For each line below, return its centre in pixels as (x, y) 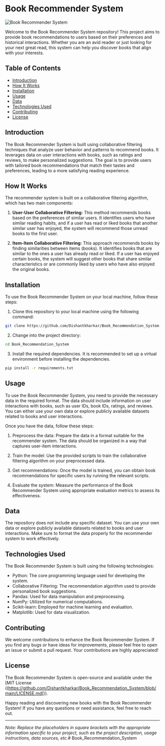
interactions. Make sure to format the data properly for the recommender (79, 533)
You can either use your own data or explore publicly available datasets (77, 411)
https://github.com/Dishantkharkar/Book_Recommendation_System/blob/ (82, 688)
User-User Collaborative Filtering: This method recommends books (82, 213)
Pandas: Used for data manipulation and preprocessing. (69, 597)
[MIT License (18, 683)
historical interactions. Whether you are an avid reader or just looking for (79, 42)
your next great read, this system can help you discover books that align (78, 47)
